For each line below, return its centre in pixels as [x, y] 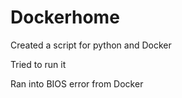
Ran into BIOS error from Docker [77, 83]
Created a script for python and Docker [91, 45]
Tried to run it [38, 64]
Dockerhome [65, 17]
